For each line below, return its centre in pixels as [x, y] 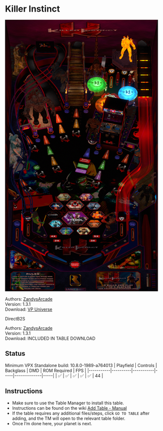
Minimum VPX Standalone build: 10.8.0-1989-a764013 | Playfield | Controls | [81, 365]
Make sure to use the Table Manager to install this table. [68, 403]
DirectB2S [15, 319]
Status [15, 354]
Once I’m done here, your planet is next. [52, 423]
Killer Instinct [33, 9]
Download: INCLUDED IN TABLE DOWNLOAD [50, 338]
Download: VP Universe [29, 309]
